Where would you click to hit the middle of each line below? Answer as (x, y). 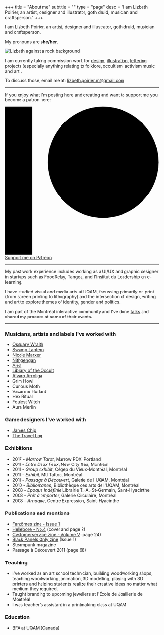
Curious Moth (26, 386)
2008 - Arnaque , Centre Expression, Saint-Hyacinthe (65, 501)
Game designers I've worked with (46, 419)
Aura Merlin (24, 407)
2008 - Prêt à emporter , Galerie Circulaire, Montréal (64, 495)
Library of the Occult (33, 370)
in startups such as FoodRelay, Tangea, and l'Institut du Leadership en (76, 277)
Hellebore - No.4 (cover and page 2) (49, 529)
